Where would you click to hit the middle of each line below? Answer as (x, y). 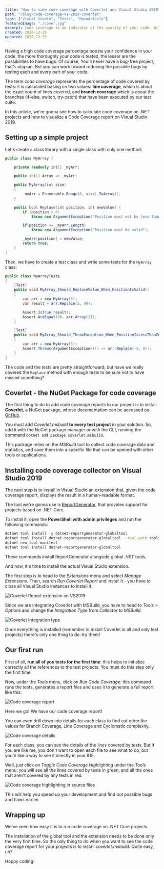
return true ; (36, 243)
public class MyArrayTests (32, 276)
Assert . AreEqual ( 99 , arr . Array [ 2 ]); (60, 317)
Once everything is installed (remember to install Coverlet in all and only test (82, 629)
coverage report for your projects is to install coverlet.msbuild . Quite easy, (80, 846)
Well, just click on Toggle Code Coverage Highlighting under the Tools (76, 765)
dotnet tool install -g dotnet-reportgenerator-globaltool (66, 534)
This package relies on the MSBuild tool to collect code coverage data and (80, 445)
